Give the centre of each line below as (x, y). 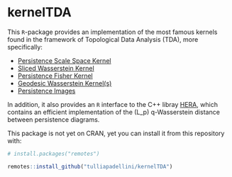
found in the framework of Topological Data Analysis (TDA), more (103, 39)
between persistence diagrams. (54, 119)
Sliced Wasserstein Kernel (56, 68)
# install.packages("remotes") (54, 154)
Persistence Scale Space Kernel (64, 60)
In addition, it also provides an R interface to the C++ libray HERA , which (113, 104)
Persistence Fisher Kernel (55, 76)
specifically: (25, 47)
